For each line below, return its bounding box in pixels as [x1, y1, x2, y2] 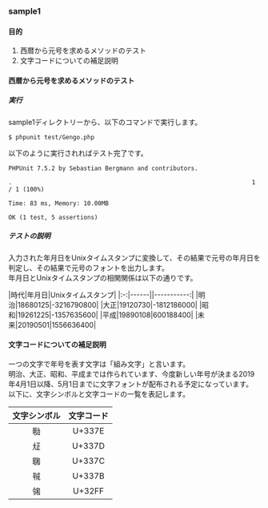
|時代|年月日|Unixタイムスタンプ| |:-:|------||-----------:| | [8, 290, 198, 300]
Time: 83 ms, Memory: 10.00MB [8, 199, 110, 208]
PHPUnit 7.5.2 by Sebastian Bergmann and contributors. [8, 164, 198, 172]
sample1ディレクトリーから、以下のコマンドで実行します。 [8, 117, 202, 127]
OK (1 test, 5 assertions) [8, 213, 98, 221]
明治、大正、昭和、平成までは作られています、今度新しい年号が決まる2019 [8, 369, 255, 378]
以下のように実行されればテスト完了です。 [8, 148, 148, 158]
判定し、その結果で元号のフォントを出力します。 [8, 263, 170, 272]
